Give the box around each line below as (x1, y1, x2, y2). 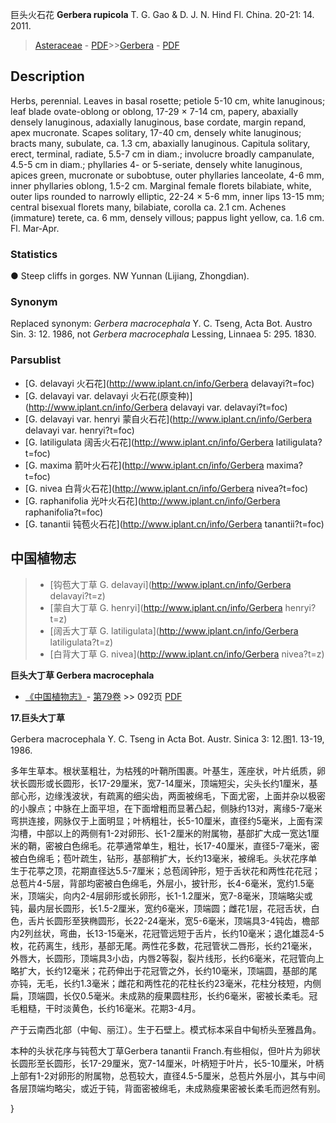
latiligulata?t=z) (49, 636, 114, 648)
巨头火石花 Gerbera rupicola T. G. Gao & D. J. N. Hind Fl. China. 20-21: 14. (10, 9, 315, 20)
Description (10, 68, 85, 85)
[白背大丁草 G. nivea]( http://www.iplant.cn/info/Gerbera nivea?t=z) (49, 648, 325, 660)
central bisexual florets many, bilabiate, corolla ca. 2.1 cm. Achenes (10, 201, 287, 213)
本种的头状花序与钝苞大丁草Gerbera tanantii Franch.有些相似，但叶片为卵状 (10, 1044, 321, 1057)
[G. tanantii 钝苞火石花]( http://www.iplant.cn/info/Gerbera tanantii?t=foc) (24, 518, 325, 530)
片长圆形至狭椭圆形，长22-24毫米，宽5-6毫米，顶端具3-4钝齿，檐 (36, 914, 311, 927)
